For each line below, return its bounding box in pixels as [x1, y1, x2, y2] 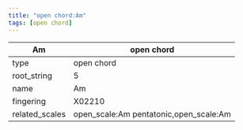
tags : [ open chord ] [8, 19, 73, 27]
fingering [12, 95, 46, 106]
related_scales [12, 108, 66, 119]
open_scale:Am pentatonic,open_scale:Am [73, 108, 231, 119]
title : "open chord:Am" [8, 11, 87, 20]
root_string [12, 70, 53, 81]
